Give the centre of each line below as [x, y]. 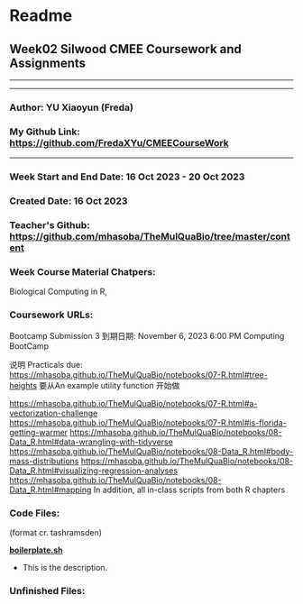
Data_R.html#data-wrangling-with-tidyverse [91, 442]
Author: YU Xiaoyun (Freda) [71, 107]
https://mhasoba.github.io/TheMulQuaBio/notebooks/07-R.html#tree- [138, 374]
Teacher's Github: [50, 224]
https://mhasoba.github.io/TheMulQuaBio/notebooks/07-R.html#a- [133, 403]
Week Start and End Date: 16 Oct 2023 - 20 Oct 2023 [127, 177]
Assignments [48, 63]
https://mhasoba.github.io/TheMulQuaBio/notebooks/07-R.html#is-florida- [148, 422]
